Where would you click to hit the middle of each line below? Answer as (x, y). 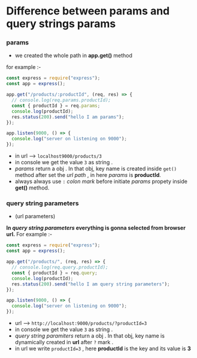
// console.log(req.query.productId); (60, 267)
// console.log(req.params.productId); (61, 100)
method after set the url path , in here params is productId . (88, 175)
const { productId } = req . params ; (56, 106)
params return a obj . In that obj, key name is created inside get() (96, 169)
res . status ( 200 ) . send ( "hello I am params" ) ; (68, 117)
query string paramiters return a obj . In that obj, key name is (90, 336)
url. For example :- (29, 234)
